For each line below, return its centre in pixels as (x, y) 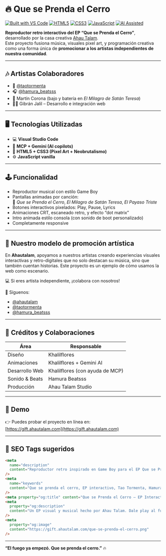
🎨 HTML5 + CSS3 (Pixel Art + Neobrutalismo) (60, 151)
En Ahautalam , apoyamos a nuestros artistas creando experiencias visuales (83, 255)
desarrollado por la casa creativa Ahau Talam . (52, 38)
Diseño (16, 355)
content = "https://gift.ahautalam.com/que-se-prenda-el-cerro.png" (79, 529)
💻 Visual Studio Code (35, 139)
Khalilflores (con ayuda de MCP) (86, 371)
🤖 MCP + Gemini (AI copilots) (42, 146)
